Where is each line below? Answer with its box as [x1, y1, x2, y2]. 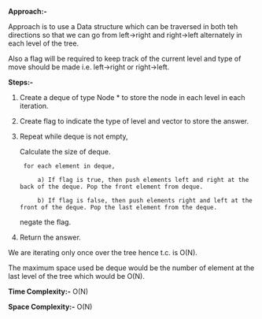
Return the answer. [19, 232, 81, 242]
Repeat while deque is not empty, [19, 132, 128, 141]
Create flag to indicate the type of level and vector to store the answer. [19, 117, 249, 125]
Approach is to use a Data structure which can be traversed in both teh [8, 22, 238, 31]
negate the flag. [19, 217, 72, 227]
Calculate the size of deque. [19, 147, 112, 156]
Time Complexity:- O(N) [8, 287, 89, 296]
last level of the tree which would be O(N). [8, 272, 146, 280]
